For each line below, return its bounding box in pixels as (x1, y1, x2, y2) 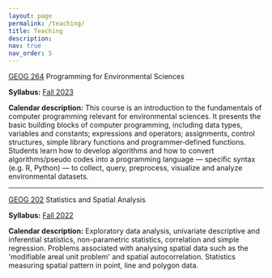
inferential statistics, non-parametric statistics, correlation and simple (8, 235, 240, 244)
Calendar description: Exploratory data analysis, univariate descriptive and (8, 226, 261, 235)
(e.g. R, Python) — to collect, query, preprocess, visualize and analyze (8, 163, 243, 172)
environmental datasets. (8, 171, 89, 181)
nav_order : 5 (8, 49, 53, 57)
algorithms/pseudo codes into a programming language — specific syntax (8, 154, 256, 164)
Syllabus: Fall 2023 (8, 87, 74, 97)
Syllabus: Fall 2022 (8, 211, 74, 220)
